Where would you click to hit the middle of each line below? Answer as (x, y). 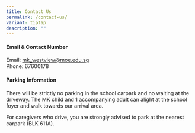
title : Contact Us (29, 12)
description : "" (26, 28)
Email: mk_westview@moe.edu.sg (48, 60)
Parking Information (31, 80)
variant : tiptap (26, 22)
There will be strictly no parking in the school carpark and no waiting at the (98, 93)
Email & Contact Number (37, 47)
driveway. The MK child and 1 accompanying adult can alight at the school (97, 99)
